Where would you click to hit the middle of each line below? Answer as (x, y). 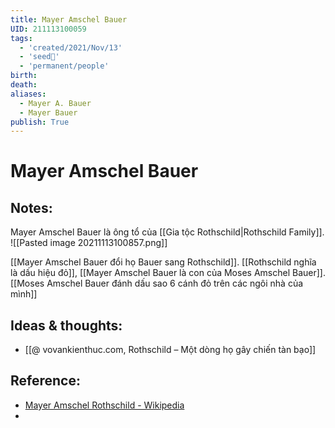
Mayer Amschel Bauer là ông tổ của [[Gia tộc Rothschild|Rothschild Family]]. (167, 232)
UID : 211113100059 (48, 29)
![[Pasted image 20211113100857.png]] (89, 243)
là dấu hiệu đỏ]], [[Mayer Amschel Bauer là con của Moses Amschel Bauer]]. (168, 273)
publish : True (40, 122)
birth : (24, 76)
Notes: (31, 207)
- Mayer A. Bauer (55, 103)
